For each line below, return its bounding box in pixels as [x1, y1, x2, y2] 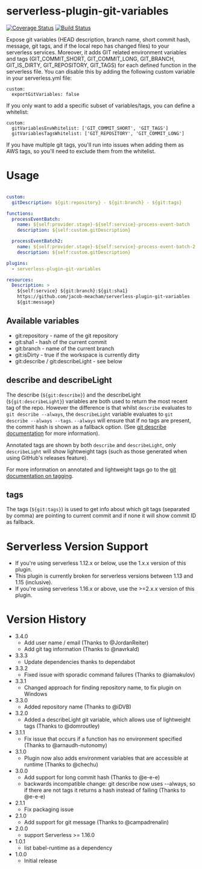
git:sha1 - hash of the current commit [14, 338, 107, 345]
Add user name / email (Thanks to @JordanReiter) [24, 639, 149, 646]
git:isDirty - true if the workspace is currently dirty [14, 351, 140, 358]
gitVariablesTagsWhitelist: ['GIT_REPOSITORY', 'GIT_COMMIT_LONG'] [11, 130, 185, 136]
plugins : [6, 260, 28, 266]
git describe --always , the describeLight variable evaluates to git [6, 410, 173, 418]
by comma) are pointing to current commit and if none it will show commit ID [6, 512, 197, 520]
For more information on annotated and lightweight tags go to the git [6, 466, 177, 473]
